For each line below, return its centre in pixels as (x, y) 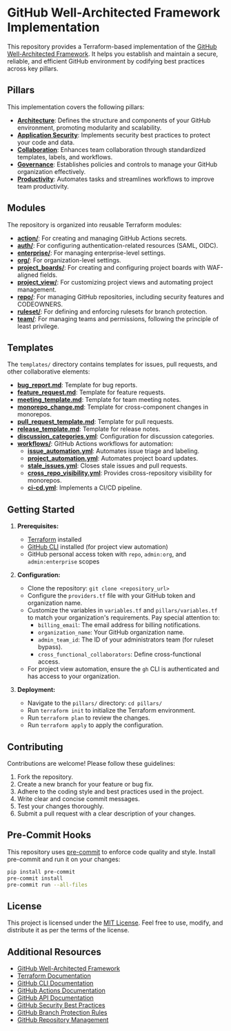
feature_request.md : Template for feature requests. (91, 392)
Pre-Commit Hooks (49, 835)
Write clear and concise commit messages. (78, 799)
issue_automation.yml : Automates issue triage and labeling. (113, 451)
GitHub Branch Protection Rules (62, 1012)
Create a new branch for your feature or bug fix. (85, 784)
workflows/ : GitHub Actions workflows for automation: (95, 444)
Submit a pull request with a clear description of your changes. (107, 813)
